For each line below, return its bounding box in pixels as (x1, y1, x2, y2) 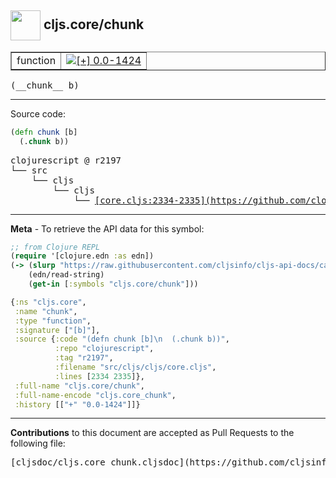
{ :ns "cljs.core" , (10, 297, 87, 307)
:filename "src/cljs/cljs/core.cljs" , (54, 362, 217, 373)
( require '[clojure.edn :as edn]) (10, 251, 155, 261)
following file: (10, 437, 66, 450)
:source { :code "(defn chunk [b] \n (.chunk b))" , (14, 334, 230, 345)
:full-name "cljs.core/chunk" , (14, 381, 145, 391)
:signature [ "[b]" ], (14, 325, 101, 335)
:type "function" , (14, 316, 92, 326)
